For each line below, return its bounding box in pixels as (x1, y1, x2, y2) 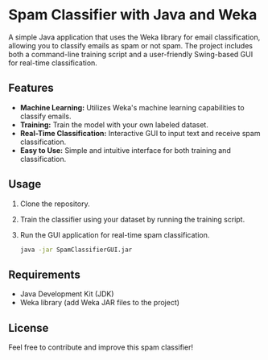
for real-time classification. (8, 58, 98, 68)
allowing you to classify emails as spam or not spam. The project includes (8, 40, 254, 50)
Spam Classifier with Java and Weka (8, 6, 258, 24)
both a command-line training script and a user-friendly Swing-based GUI (8, 49, 254, 59)
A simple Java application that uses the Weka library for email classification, (8, 32, 261, 42)
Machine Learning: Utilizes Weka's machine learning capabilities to (19, 102, 245, 112)
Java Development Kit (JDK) (19, 289, 114, 299)
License (8, 321, 49, 335)
